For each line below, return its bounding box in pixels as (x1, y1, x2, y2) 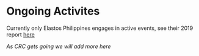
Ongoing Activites (6, 4, 100, 18)
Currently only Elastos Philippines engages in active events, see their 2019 (6, 24, 194, 32)
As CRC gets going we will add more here (6, 43, 111, 50)
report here (6, 30, 35, 38)
